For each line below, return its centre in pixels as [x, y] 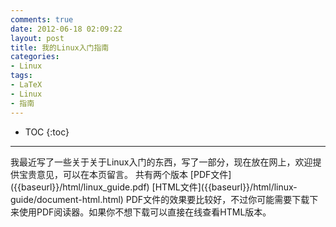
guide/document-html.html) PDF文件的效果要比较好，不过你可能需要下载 [160, 199]
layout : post [37, 38]
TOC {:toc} [47, 132]
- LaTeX [26, 85]
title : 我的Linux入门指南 [60, 47]
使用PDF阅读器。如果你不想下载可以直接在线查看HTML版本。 [145, 212]
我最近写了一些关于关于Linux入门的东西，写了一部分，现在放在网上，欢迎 [161, 162]
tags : [21, 76]
